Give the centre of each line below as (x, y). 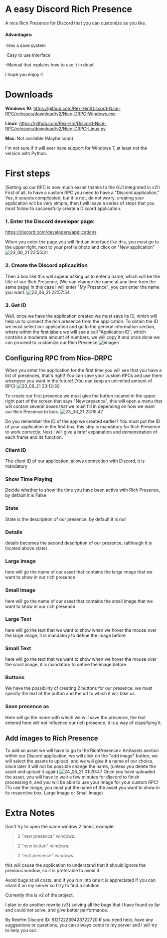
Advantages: (19, 34)
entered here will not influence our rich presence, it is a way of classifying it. (83, 723)
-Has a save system (26, 45)
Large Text (18, 619)
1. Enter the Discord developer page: (50, 221)
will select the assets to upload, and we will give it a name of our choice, (79, 761)
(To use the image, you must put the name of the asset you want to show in (83, 787)
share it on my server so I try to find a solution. (53, 886)
